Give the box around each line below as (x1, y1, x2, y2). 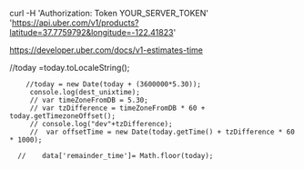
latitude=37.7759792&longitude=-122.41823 (9, 27, 174, 37)
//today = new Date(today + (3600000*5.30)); (25, 80, 202, 89)
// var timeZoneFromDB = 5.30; (29, 95, 148, 104)
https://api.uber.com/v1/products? (12, 17, 139, 28)
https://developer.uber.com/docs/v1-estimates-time (9, 45, 203, 55)
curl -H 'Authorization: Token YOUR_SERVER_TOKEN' (9, 8, 209, 18)
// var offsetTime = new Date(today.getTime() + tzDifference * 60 (29, 127, 296, 136)
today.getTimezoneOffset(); (9, 112, 117, 121)
